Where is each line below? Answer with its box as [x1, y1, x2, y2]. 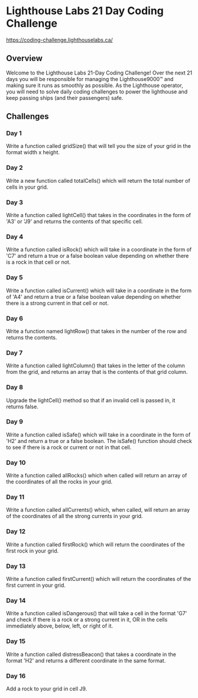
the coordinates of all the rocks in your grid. [6, 478, 113, 486]
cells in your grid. [6, 183, 48, 190]
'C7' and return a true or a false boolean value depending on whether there [6, 253, 189, 260]
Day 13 [6, 562, 26, 570]
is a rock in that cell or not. [6, 258, 71, 266]
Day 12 [6, 528, 26, 536]
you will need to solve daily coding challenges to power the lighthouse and [6, 88, 188, 95]
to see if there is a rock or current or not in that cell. [6, 444, 132, 451]
